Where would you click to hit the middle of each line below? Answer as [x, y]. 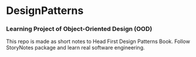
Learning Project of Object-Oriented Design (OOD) [79, 29]
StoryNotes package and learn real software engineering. [75, 48]
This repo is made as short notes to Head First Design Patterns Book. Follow [98, 41]
